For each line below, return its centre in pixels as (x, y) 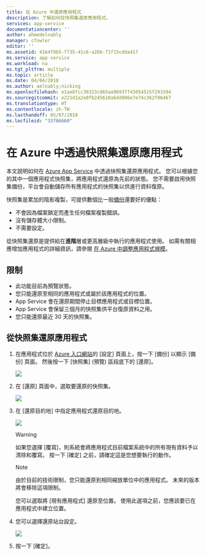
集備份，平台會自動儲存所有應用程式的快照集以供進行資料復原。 (87, 187)
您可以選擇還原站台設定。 (48, 521)
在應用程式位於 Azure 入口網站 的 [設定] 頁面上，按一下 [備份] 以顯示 (101, 353)
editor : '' (20, 47)
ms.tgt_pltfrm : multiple (38, 69)
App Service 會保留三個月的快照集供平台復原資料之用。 (85, 309)
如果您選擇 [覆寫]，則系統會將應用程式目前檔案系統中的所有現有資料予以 (106, 447)
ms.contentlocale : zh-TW (38, 109)
